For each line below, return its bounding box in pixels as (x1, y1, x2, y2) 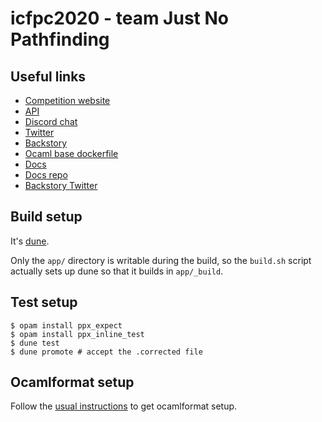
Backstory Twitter (24, 180, 98, 191)
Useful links (10, 68, 87, 85)
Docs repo (24, 169, 68, 181)
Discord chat (24, 116, 78, 127)
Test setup (10, 294, 78, 311)
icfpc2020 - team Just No (10, 7, 229, 30)
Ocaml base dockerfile (24, 148, 119, 159)
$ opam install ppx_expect (10, 320, 123, 331)
